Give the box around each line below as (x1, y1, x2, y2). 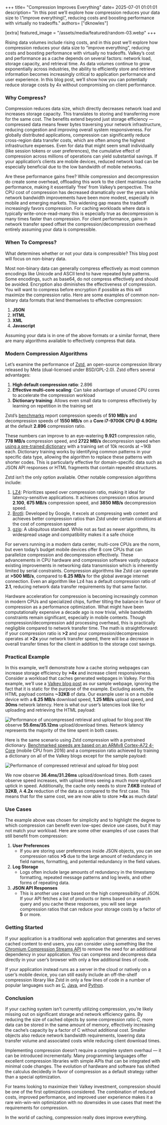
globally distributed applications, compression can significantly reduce (5, 132, 150, 138)
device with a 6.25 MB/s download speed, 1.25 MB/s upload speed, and (5, 697, 154, 703)
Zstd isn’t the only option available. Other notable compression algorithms (5, 474, 157, 480)
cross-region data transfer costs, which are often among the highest (5, 137, 145, 144)
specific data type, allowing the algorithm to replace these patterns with (5, 454, 153, 460)
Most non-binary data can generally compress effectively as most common (5, 265, 159, 271)
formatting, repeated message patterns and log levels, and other (19, 875, 152, 881)
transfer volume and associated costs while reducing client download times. (5, 1038, 161, 1044)
